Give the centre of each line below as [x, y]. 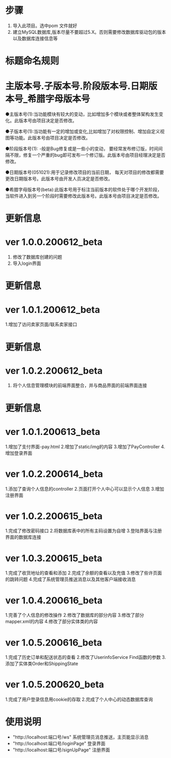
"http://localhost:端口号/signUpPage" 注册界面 [61, 750]
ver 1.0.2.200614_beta [54, 474]
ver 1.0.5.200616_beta [54, 642]
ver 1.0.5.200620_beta [55, 685]
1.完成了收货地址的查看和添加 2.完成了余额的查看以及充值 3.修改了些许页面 [84, 573]
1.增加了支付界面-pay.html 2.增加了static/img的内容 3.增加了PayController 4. [85, 446]
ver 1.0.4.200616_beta [54, 600]
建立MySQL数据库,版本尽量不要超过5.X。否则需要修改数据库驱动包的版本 [89, 32]
